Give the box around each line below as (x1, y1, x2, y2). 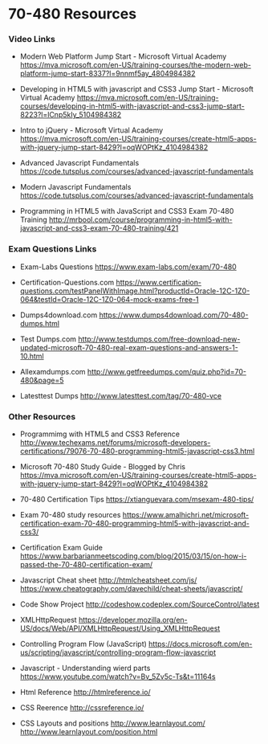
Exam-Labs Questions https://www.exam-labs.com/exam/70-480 (19, 262, 237, 272)
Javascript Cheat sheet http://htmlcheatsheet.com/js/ (19, 575, 197, 585)
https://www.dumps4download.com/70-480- (99, 310, 249, 320)
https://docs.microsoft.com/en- (148, 640, 253, 649)
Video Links (8, 34, 56, 45)
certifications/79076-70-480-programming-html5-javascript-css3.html (19, 447, 255, 456)
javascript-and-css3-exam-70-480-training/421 (19, 223, 179, 233)
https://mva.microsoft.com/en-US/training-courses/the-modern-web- (19, 60, 251, 70)
